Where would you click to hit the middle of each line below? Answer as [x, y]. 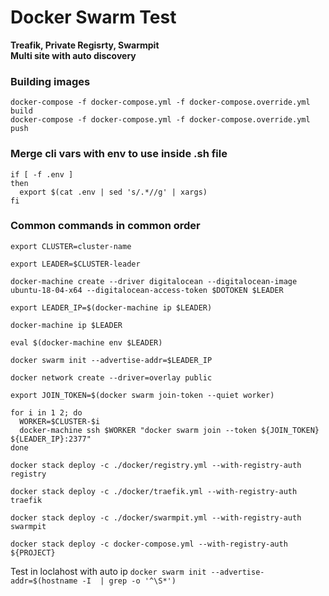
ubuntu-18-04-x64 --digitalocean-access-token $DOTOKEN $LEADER [147, 290]
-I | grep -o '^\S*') [129, 581]
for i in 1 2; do [46, 412]
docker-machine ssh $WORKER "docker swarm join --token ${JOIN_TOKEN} [169, 430]
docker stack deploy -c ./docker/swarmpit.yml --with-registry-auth [156, 517]
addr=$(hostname [44, 581]
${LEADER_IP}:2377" [51, 439]
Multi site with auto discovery [73, 55]
